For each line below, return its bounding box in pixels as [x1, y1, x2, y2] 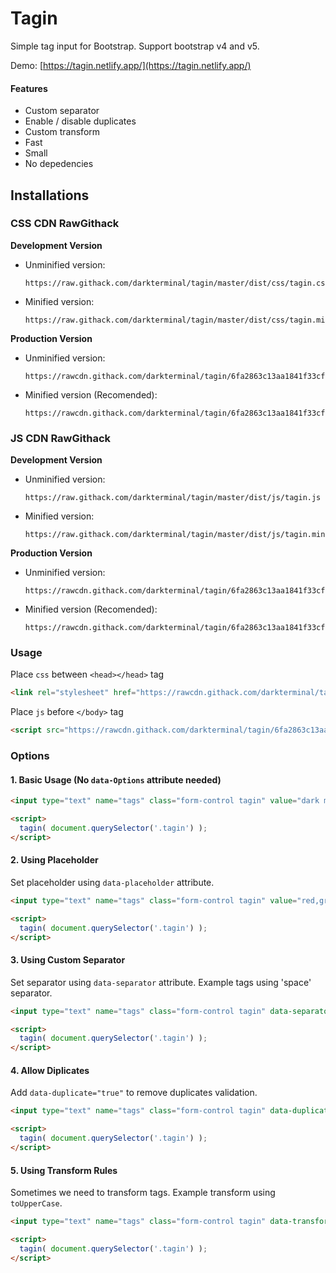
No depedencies [24, 158, 94, 170]
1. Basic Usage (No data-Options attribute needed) [10, 773, 222, 786]
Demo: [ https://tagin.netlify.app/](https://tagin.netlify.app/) [10, 59, 252, 71]
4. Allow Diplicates [10, 1064, 90, 1076]
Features [10, 82, 48, 94]
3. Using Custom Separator [10, 954, 126, 966]
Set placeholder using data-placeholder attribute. [10, 877, 215, 888]
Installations [10, 187, 90, 204]
